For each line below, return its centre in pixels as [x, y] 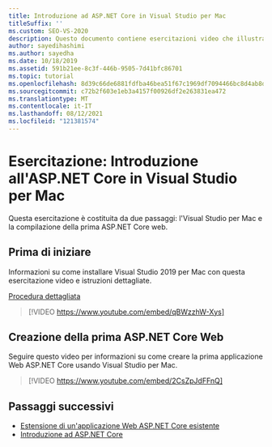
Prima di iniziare [50, 252]
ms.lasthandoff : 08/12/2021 [56, 114]
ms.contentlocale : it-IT [50, 106]
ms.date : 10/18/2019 [43, 62]
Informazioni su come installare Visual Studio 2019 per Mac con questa [127, 271]
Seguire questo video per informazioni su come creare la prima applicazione [136, 356]
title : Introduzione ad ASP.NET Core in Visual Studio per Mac [117, 16]
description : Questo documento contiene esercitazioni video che [121, 38]
